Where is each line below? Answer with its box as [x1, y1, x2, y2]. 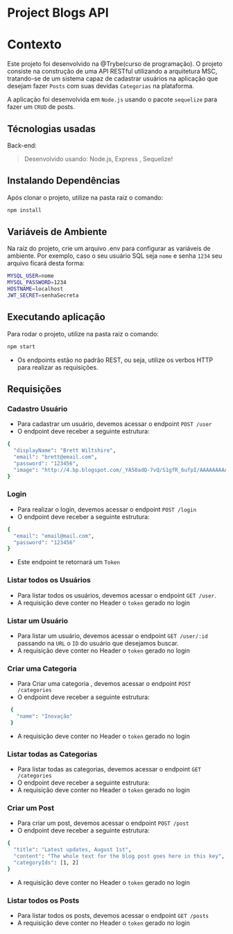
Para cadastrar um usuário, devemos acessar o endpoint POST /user [17, 420, 213, 428]
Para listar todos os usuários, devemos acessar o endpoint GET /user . [17, 591, 216, 599]
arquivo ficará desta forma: [7, 259, 85, 268]
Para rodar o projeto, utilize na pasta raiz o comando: [7, 329, 159, 338]
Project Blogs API [7, 5, 109, 21]
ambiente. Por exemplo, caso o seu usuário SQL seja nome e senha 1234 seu [7, 252, 223, 260]
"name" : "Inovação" [16, 713, 73, 720]
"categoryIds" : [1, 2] [13, 860, 79, 867]
